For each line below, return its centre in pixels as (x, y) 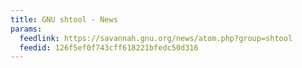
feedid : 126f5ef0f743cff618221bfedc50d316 (109, 47)
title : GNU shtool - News (64, 19)
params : (26, 29)
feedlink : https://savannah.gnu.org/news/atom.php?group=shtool (156, 38)
